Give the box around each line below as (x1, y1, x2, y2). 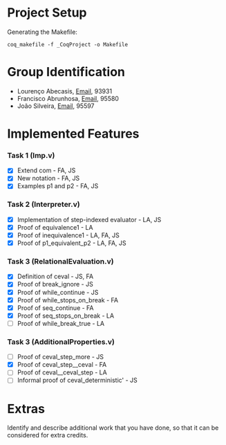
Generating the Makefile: (7, 28, 78, 36)
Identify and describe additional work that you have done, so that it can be (7, 424, 219, 432)
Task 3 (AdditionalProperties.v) (7, 337, 115, 347)
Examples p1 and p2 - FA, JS (17, 182, 99, 190)
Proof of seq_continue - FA (17, 303, 95, 312)
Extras (7, 401, 45, 417)
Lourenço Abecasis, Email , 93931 (17, 87, 113, 95)
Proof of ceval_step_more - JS (17, 353, 104, 361)
